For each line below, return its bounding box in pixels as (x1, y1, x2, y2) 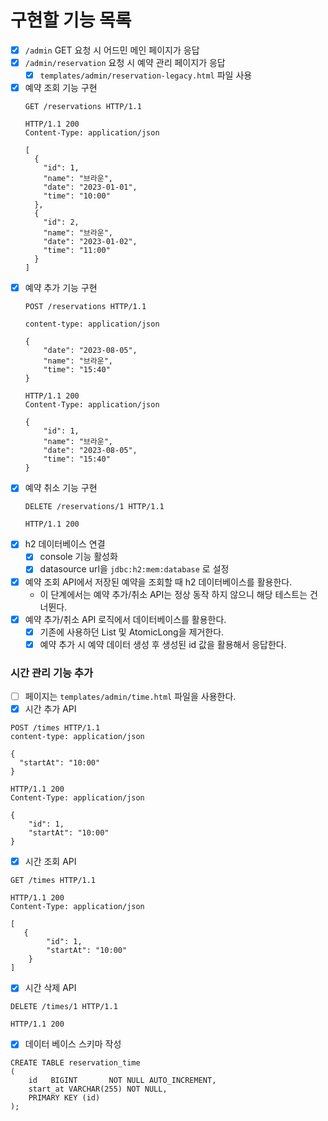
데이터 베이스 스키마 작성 (24, 1038, 122, 1050)
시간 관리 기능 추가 (10, 666, 94, 680)
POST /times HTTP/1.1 (10, 723, 101, 733)
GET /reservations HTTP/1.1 (24, 102, 142, 112)
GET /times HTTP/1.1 (10, 876, 97, 886)
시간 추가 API (24, 703, 77, 715)
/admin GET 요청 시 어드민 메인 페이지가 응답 (24, 44, 200, 56)
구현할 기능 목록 (10, 9, 132, 32)
